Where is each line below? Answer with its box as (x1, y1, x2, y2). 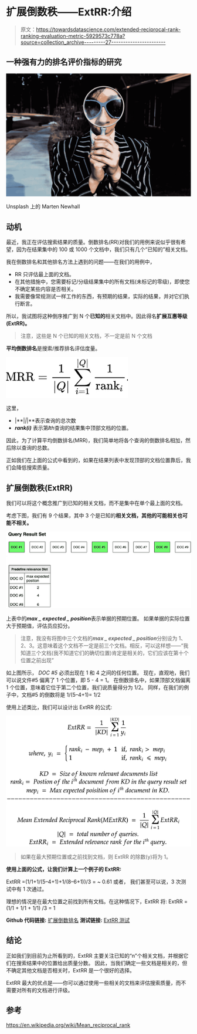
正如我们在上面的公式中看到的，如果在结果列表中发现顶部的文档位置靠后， (6, 457, 186, 464)
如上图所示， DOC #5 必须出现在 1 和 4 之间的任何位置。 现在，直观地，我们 (6, 669, 190, 676)
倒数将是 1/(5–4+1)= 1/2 (45, 691, 101, 698)
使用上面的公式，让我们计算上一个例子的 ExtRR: (6, 866, 122, 873)
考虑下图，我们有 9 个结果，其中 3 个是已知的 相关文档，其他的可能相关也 (6, 512, 183, 519)
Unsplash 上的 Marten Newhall (6, 203, 80, 210)
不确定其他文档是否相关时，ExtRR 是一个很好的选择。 (6, 967, 135, 974)
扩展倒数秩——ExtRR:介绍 (6, 5, 132, 19)
